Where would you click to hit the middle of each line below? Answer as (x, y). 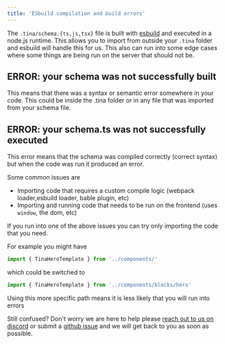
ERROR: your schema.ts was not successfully (106, 129)
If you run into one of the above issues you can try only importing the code (113, 226)
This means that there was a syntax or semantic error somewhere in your (110, 93)
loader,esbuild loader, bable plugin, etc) (73, 198)
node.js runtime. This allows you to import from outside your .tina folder (110, 40)
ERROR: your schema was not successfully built (112, 77)
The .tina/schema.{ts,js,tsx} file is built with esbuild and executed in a (109, 33)
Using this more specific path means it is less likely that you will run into (109, 298)
